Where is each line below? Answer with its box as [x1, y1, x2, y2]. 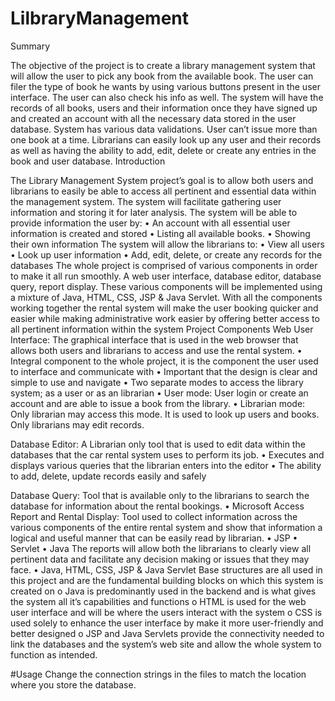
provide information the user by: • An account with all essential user [10, 217, 291, 229]
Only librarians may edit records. [10, 418, 145, 431]
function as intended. [10, 648, 98, 661]
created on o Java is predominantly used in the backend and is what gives [10, 585, 317, 597]
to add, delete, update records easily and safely [10, 470, 207, 482]
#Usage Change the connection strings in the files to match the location [10, 668, 307, 680]
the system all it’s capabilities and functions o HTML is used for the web [10, 595, 307, 607]
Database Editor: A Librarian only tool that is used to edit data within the [10, 438, 306, 450]
